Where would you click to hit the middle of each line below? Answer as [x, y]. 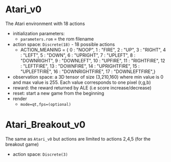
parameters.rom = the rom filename [57, 39]
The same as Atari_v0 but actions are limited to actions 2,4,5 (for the [78, 138]
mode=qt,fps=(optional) [46, 104]
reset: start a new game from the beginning [58, 93]
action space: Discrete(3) [40, 154]
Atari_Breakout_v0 [45, 125]
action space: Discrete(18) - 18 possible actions [64, 44]
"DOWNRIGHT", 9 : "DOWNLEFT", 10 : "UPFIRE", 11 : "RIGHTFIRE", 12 [93, 60]
